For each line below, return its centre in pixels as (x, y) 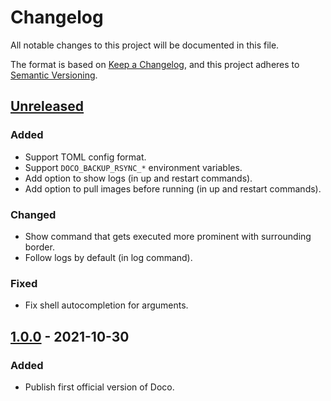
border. (39, 247)
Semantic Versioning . (54, 75)
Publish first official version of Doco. (99, 387)
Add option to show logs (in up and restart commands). (138, 178)
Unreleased (47, 106)
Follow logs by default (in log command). (108, 257)
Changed (33, 214)
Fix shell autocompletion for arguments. (106, 305)
